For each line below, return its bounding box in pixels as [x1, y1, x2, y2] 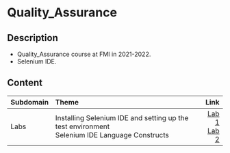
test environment [55, 122, 110, 131]
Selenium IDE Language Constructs [55, 130, 170, 139]
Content [7, 77, 43, 89]
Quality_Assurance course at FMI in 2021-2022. [16, 50, 151, 58]
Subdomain [10, 97, 49, 107]
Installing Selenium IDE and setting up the [55, 113, 189, 122]
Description [7, 32, 58, 44]
